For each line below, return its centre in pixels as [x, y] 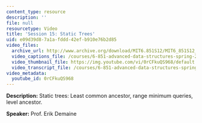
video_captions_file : [39, 56]
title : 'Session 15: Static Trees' [51, 34]
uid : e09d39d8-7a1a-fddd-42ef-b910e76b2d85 [62, 40]
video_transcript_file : [41, 67]
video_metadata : [26, 73]
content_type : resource [36, 12]
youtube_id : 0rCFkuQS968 [43, 79]
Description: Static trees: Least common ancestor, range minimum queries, [100, 96]
